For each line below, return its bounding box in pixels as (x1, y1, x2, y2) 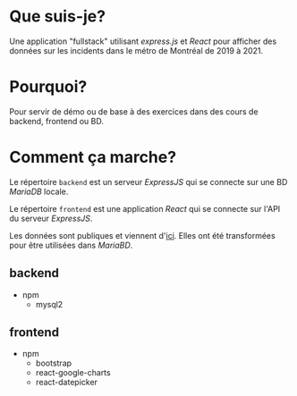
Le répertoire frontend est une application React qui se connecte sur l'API (9, 203, 281, 214)
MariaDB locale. (9, 186, 69, 197)
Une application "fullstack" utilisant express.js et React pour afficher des (9, 36, 277, 46)
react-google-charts (35, 367, 111, 378)
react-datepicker (35, 377, 98, 388)
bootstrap (35, 358, 72, 368)
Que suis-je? (9, 6, 106, 27)
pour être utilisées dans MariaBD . (9, 240, 133, 250)
